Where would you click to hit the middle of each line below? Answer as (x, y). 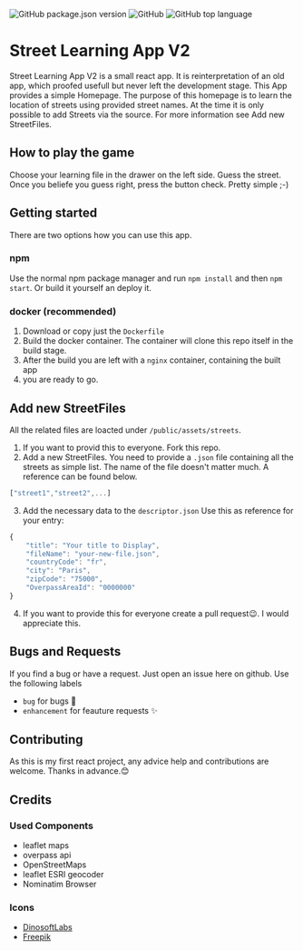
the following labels (46, 683)
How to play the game (72, 153)
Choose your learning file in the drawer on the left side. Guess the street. (145, 175)
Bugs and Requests (65, 651)
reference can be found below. (80, 476)
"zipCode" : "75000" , (64, 579)
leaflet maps (46, 846)
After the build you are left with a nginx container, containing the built (151, 360)
